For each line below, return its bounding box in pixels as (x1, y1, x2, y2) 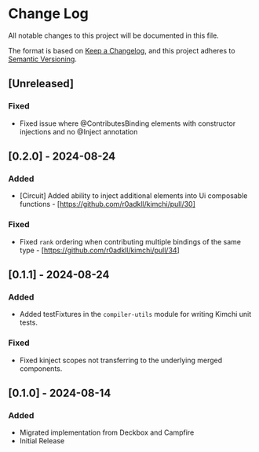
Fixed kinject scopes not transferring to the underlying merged (19, 355, 223, 365)
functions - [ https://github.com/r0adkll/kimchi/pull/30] (19, 200, 196, 209)
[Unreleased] (8, 77, 75, 90)
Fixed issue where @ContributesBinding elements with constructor (19, 119, 236, 128)
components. (19, 363, 63, 373)
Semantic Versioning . (8, 54, 77, 64)
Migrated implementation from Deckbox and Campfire (19, 428, 195, 437)
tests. (19, 318, 38, 327)
